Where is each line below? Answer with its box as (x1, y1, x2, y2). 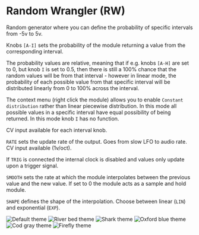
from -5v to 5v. (6, 30, 43, 37)
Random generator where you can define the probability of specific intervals (6, 24, 193, 31)
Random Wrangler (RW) (6, 4, 126, 18)
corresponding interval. (6, 47, 64, 55)
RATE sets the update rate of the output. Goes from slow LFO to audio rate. (6, 138, 187, 145)
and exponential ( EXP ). (6, 204, 61, 211)
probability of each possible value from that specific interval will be (6, 78, 170, 85)
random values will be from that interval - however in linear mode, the (6, 72, 176, 79)
